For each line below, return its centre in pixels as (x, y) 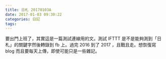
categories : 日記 (23, 19)
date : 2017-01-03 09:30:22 (34, 14)
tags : (11, 24)
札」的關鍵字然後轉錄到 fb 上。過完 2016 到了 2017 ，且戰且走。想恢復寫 (81, 45)
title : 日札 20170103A (28, 10)
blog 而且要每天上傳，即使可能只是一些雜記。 (52, 51)
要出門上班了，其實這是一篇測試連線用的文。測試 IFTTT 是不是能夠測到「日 (84, 38)
